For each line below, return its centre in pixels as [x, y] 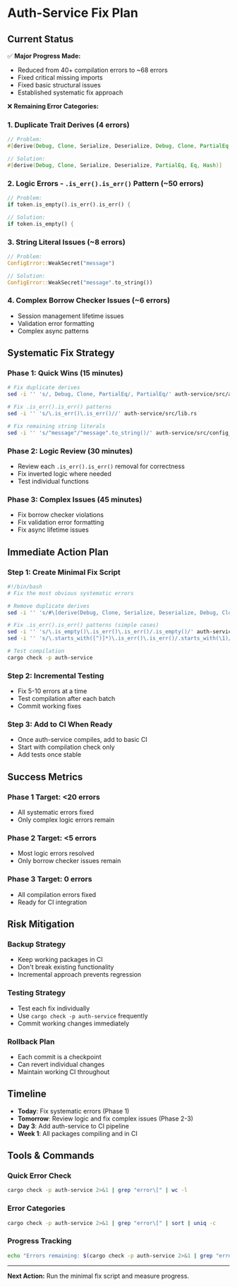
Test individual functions [53, 481]
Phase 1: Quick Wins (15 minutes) [65, 373]
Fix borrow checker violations [61, 515]
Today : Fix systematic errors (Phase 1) [73, 1111]
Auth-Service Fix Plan [73, 13]
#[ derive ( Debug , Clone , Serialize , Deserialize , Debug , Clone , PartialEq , [120, 146]
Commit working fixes [49, 706]
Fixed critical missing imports [60, 78]
